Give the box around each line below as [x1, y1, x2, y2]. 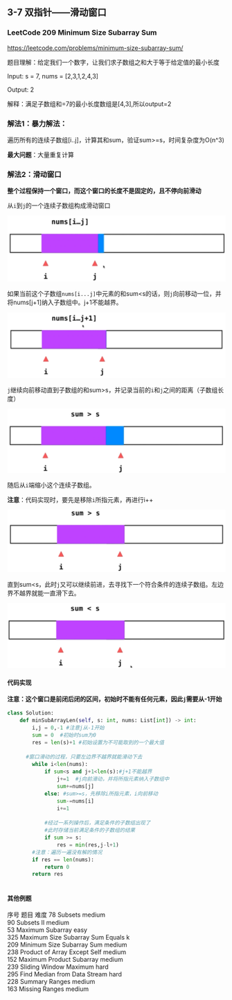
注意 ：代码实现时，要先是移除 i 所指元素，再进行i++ [7, 495, 154, 503]
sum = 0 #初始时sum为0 [32, 731, 97, 738]
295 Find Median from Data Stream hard [7, 970, 123, 978]
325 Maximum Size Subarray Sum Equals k [7, 933, 130, 942]
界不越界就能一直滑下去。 [7, 589, 80, 597]
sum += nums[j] [56, 783, 95, 790]
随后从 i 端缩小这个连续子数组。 [7, 481, 96, 489]
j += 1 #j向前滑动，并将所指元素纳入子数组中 [56, 776, 170, 783]
